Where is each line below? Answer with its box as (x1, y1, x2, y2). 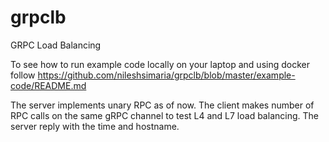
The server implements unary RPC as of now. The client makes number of (10, 99, 315, 111)
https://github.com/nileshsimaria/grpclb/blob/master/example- (37, 69, 296, 81)
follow (10, 69, 36, 81)
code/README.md (10, 79, 87, 91)
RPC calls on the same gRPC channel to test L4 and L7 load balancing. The (10, 109, 319, 121)
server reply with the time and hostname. (10, 120, 180, 132)
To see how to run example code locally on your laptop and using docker (10, 58, 310, 70)
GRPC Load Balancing (10, 39, 102, 51)
